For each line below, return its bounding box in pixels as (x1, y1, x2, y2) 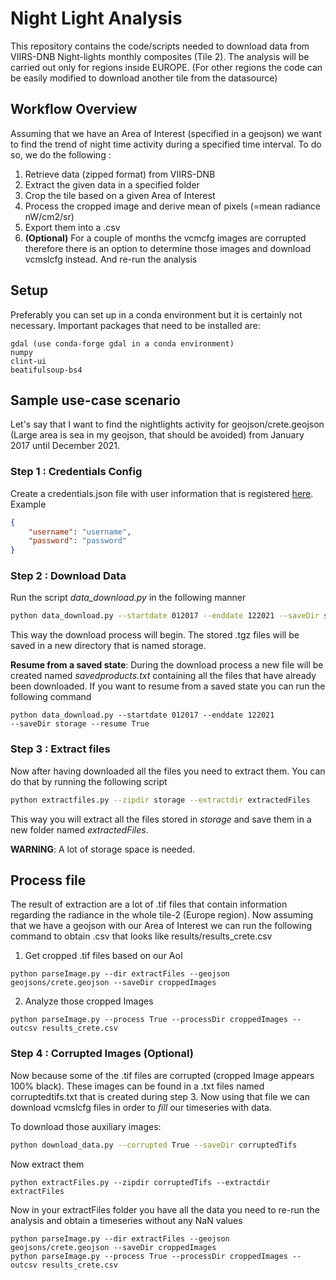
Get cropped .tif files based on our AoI (24, 950, 183, 962)
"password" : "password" (28, 536, 128, 546)
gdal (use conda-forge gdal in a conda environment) (10, 338, 235, 349)
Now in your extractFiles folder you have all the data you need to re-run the (10, 1203, 321, 1216)
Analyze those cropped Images (24, 995, 154, 1007)
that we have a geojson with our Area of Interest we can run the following (10, 920, 313, 932)
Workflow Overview (10, 101, 138, 118)
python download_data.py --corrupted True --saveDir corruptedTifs (10, 1140, 298, 1150)
